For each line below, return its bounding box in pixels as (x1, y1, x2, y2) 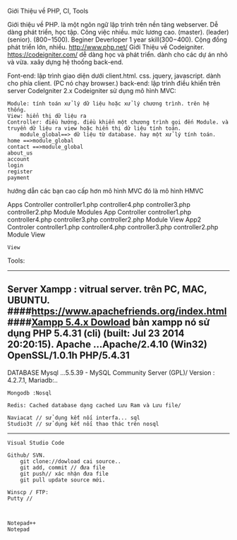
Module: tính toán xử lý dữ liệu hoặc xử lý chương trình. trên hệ (7, 100, 210, 107)
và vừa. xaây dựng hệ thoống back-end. (7, 58, 123, 66)
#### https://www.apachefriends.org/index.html (7, 306, 227, 318)
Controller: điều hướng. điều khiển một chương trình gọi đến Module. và (7, 119, 229, 126)
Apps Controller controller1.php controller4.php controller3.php (7, 200, 190, 208)
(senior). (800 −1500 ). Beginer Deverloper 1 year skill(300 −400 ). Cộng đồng (7, 35, 227, 44)
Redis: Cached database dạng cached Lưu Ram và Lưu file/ (7, 402, 181, 409)
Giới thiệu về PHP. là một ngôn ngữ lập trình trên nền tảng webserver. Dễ (7, 20, 219, 28)
